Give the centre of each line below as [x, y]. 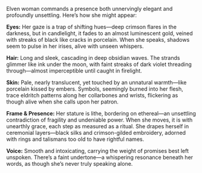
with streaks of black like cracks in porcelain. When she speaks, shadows [98, 40]
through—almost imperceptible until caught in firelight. [74, 71]
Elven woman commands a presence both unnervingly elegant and [90, 9]
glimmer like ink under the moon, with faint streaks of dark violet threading [99, 64]
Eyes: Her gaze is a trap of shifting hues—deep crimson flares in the [92, 27]
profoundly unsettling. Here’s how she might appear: [72, 15]
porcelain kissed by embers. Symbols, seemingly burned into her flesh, [95, 89]
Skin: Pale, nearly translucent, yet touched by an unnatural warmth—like [96, 82]
